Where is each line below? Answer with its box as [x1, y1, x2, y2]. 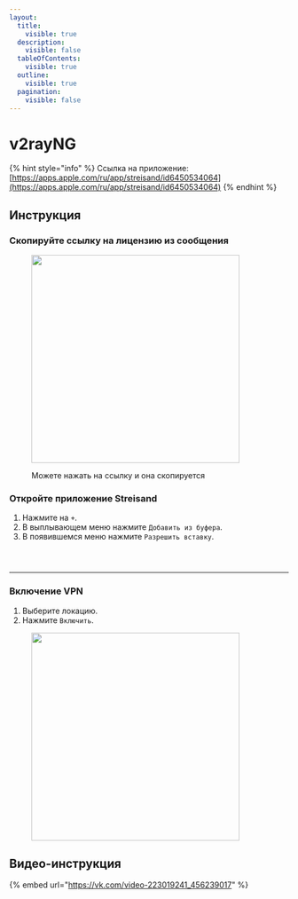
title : [17, 21, 42, 30]
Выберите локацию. [21, 605, 98, 616]
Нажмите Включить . [21, 614, 95, 626]
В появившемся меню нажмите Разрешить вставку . [21, 532, 215, 542]
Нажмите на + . [21, 512, 78, 524]
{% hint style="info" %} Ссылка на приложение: [9, 163, 189, 174]
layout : [9, 12, 38, 22]
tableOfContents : [17, 54, 82, 63]
